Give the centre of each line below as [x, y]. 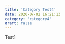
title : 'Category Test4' [31, 10]
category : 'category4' [28, 19]
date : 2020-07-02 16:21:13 [33, 14]
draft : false [18, 23]
